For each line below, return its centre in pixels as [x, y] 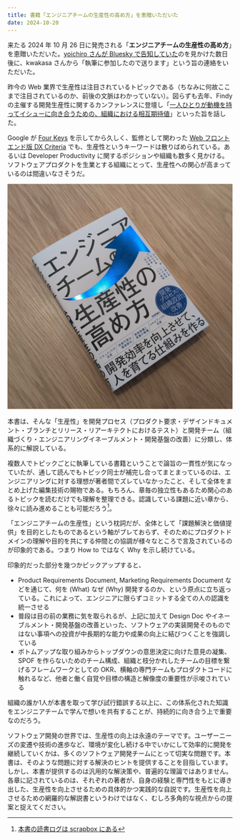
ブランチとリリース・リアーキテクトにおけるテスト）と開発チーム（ [126, 430]
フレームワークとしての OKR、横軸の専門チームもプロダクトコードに [131, 670]
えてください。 [48, 807]
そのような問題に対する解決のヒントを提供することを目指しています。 [129, 762]
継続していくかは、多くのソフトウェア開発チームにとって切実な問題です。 [116, 754]
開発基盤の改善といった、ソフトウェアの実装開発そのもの [140, 625]
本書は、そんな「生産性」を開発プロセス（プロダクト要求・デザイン [107, 421]
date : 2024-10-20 [33, 22]
